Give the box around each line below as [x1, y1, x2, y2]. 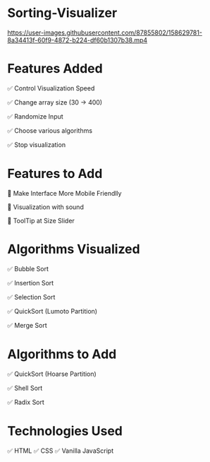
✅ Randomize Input [7, 112, 63, 121]
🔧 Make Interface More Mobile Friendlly [7, 189, 122, 197]
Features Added [7, 61, 104, 77]
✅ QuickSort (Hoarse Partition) [7, 369, 97, 378]
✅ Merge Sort [7, 321, 47, 329]
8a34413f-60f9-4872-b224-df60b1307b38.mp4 [7, 35, 148, 44]
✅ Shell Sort [7, 384, 43, 392]
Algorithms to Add [7, 346, 117, 362]
